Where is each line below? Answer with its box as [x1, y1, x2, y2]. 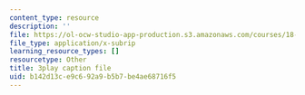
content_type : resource [9, 13, 100, 23]
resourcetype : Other [9, 55, 88, 64]
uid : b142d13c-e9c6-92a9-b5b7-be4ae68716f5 [9, 72, 177, 81]
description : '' [9, 22, 71, 31]
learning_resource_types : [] [9, 47, 120, 56]
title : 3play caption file [9, 64, 112, 73]
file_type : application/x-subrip [9, 38, 136, 48]
